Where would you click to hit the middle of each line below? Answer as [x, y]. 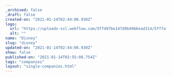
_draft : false [20, 15]
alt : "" [18, 33]
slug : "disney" [21, 43]
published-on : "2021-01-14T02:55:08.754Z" [51, 57]
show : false [18, 52]
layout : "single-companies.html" [41, 66]
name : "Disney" [21, 38]
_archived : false [24, 10]
